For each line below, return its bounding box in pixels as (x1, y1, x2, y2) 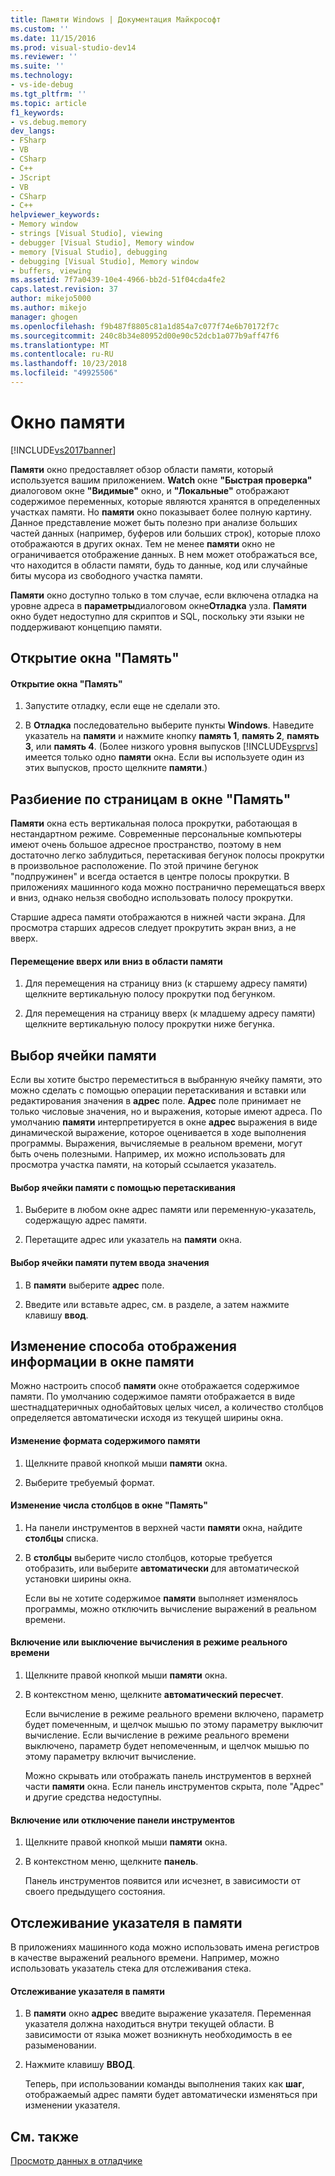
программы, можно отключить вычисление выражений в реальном (24, 1602, 317, 1615)
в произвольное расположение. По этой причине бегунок (10, 860, 259, 872)
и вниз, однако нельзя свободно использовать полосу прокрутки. (10, 892, 294, 904)
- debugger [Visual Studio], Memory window (10, 237, 195, 248)
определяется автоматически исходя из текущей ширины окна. (10, 1412, 284, 1424)
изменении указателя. (24, 2099, 121, 2111)
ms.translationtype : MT (10, 340, 110, 350)
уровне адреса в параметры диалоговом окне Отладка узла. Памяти (10, 599, 307, 611)
